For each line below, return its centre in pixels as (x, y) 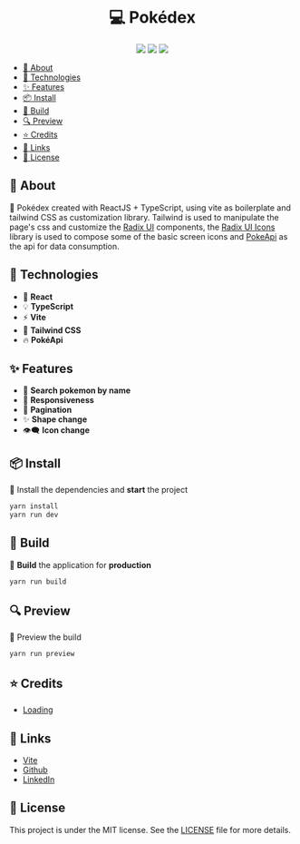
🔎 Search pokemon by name (77, 390)
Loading (38, 710)
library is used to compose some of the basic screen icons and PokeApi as (149, 236)
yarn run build (38, 582)
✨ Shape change (55, 419)
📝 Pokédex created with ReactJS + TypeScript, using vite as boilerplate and (150, 207)
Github (35, 770)
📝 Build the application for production (80, 564)
